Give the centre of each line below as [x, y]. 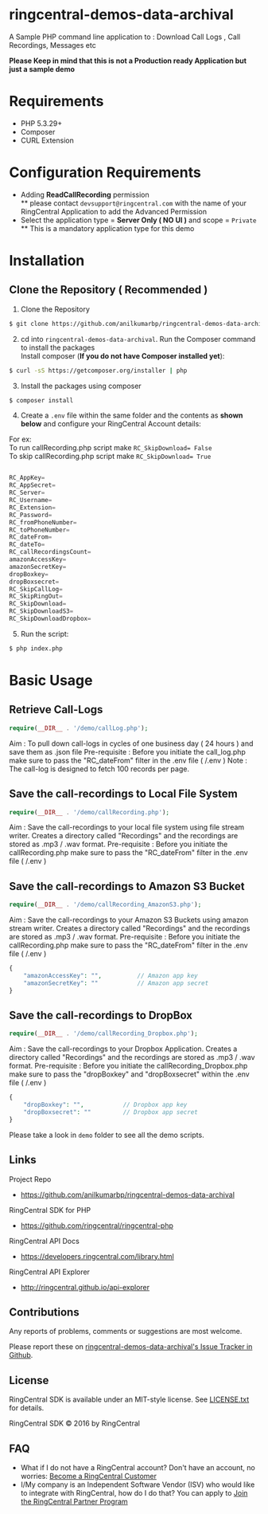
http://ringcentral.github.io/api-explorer [85, 1287]
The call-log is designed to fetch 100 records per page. [99, 769]
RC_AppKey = [27, 478]
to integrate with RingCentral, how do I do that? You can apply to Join [134, 1493]
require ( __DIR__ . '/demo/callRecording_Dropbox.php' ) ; [103, 1034]
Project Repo [30, 1179]
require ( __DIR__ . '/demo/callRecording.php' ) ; [89, 812]
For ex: [20, 439]
